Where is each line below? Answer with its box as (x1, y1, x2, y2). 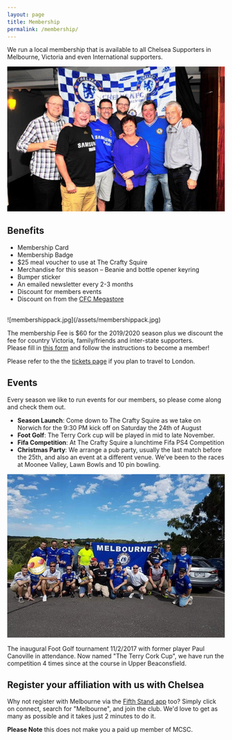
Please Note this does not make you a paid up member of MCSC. (7, 725, 193, 734)
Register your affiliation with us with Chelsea (7, 678, 204, 691)
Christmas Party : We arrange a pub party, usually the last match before (17, 445, 222, 454)
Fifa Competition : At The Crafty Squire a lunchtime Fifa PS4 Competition (17, 438, 224, 446)
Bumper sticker (17, 272, 61, 281)
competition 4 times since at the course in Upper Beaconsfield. (7, 659, 187, 667)
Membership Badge (17, 250, 74, 259)
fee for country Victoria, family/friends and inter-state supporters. (7, 336, 194, 344)
